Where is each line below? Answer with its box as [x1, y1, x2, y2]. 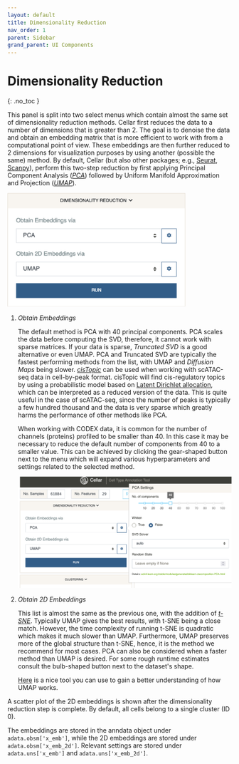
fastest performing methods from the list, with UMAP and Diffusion [17, 358, 213, 366]
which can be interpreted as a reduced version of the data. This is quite [17, 388, 228, 397]
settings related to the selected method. [17, 463, 135, 471]
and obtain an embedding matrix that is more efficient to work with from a [7, 133, 223, 142]
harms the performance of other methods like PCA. [17, 411, 168, 420]
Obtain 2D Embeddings [17, 595, 87, 604]
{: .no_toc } [7, 97, 40, 105]
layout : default [7, 11, 55, 19]
